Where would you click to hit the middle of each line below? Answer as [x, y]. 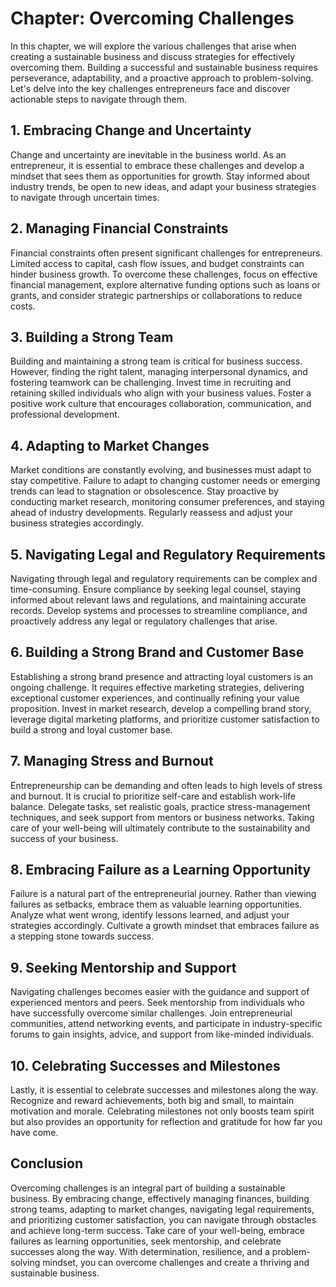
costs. [23, 306]
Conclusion [47, 1163]
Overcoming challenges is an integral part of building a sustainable [148, 1188]
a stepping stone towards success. [82, 936]
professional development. [65, 414]
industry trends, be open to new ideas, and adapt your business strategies [163, 186]
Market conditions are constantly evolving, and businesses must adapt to [161, 470]
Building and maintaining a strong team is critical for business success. [156, 361]
